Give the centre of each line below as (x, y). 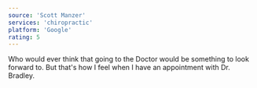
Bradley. (22, 76)
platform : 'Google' (40, 30)
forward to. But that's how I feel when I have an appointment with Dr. (119, 68)
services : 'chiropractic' (50, 23)
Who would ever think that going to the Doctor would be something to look (129, 59)
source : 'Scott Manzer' (47, 15)
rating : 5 (24, 37)
